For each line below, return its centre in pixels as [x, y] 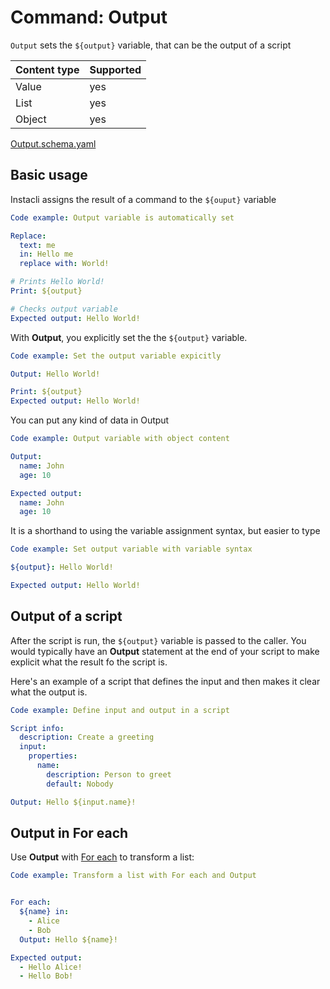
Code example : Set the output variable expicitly [116, 356]
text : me [37, 245]
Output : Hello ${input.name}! [73, 802]
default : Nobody [80, 784]
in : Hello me [46, 254]
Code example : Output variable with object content [120, 439]
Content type [47, 69]
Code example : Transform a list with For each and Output [133, 876]
